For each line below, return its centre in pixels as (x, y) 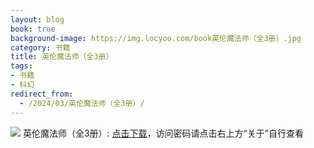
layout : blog (37, 19)
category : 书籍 (40, 47)
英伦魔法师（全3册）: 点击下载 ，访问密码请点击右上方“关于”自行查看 (163, 133)
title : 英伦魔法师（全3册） (62, 57)
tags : (21, 66)
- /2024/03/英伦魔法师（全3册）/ (82, 103)
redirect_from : (42, 94)
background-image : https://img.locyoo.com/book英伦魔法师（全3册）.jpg (156, 38)
